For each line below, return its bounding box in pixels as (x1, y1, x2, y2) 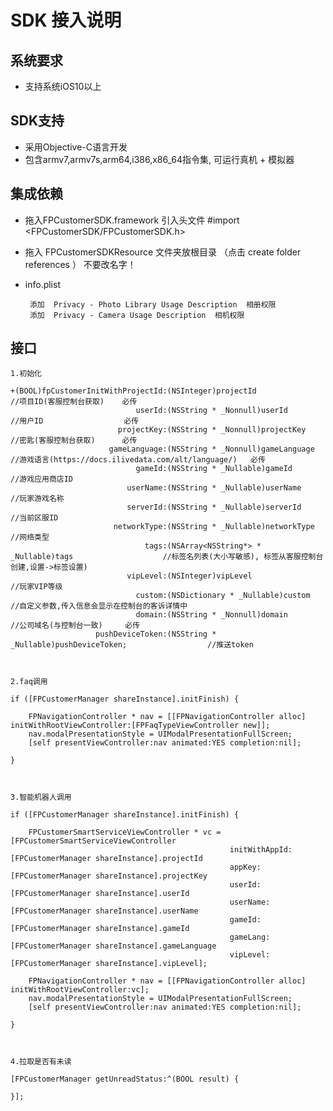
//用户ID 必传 (10, 416, 140, 426)
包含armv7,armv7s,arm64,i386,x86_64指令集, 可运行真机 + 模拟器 (24, 153, 295, 165)
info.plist (24, 278, 61, 290)
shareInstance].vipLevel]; (95, 959, 208, 969)
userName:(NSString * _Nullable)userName (126, 483, 302, 493)
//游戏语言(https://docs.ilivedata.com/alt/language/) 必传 (10, 455, 266, 465)
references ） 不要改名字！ (24, 258, 137, 270)
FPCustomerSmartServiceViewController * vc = (28, 827, 222, 838)
